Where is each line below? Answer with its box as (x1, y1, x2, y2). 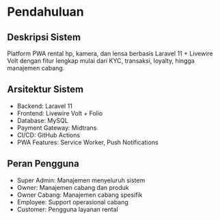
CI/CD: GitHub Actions (16, 130, 81, 139)
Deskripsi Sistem (7, 31, 81, 43)
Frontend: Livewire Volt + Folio (16, 109, 103, 117)
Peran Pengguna (7, 158, 80, 169)
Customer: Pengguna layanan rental (16, 205, 118, 213)
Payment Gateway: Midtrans (16, 124, 97, 132)
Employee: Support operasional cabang (16, 197, 128, 206)
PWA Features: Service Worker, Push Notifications (16, 138, 159, 146)
